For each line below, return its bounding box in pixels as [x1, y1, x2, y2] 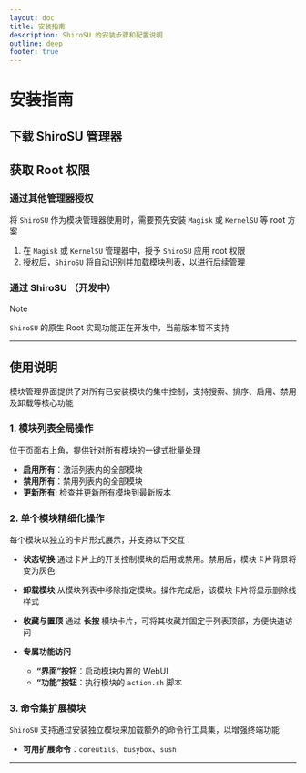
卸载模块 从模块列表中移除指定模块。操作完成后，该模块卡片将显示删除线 [22, 585, 297, 596]
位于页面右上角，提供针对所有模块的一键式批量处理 [9, 444, 201, 455]
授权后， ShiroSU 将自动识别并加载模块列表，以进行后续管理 [22, 256, 246, 267]
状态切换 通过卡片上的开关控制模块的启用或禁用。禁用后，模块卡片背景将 [22, 554, 297, 565]
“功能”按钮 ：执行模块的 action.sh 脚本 [36, 677, 182, 688]
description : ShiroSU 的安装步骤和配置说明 [9, 30, 164, 39]
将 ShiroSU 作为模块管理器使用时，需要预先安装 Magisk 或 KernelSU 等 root [9, 214, 286, 225]
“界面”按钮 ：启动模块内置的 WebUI [36, 665, 168, 676]
